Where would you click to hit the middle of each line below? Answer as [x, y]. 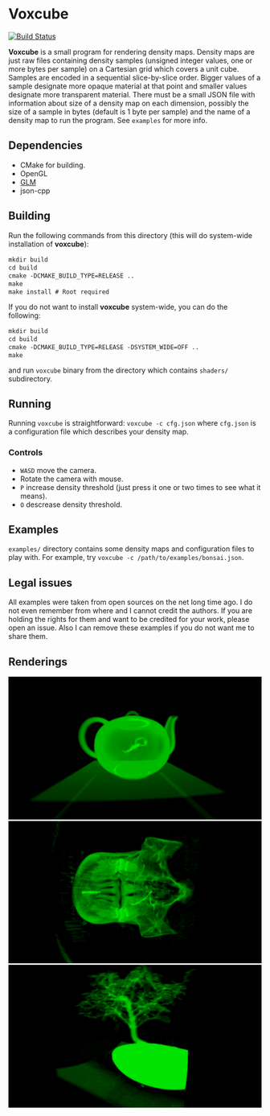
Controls [26, 453]
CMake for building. [53, 165]
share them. [28, 636]
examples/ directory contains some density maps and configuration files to [131, 549]
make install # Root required [59, 292]
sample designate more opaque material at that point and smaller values [128, 86]
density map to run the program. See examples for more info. [108, 120]
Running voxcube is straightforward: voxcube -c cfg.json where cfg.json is [132, 423]
